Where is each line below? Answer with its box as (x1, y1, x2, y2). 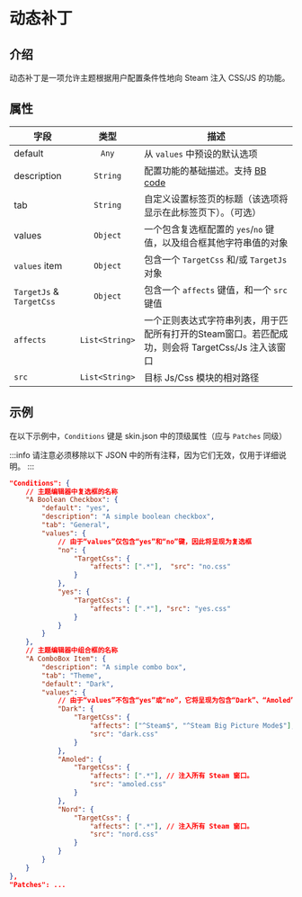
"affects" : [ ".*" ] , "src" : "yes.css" (89, 604, 231, 613)
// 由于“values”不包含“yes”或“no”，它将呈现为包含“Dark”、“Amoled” (57, 696, 295, 705)
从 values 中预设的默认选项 (143, 148, 258, 160)
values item (13, 259, 63, 272)
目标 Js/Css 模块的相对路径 (143, 371, 260, 383)
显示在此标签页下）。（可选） (143, 206, 262, 219)
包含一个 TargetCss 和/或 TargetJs (143, 253, 288, 265)
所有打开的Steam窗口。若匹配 (152, 327, 280, 340)
